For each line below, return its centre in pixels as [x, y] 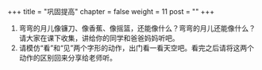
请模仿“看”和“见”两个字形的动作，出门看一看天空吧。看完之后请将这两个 [137, 48]
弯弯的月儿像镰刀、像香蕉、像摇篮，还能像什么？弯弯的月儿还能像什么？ [137, 28]
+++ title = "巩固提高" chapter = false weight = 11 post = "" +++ [111, 11]
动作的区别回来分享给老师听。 [67, 58]
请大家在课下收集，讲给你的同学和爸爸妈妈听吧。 [99, 38]
